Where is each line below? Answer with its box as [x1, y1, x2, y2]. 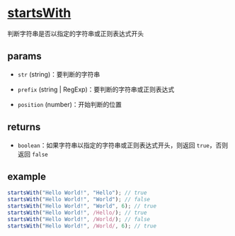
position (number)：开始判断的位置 [17, 100, 122, 108]
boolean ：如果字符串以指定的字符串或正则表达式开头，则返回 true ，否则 [17, 140, 229, 150]
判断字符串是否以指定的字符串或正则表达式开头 [7, 29, 144, 38]
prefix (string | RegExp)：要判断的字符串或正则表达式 [17, 85, 175, 94]
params [7, 50, 42, 62]
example [7, 170, 47, 182]
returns [7, 121, 41, 133]
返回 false [17, 150, 48, 158]
